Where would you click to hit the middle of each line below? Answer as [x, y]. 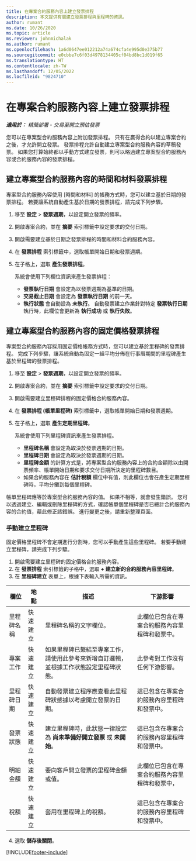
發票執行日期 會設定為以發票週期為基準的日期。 [80, 289]
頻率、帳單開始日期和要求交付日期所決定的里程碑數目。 [95, 470]
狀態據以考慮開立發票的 [83, 700]
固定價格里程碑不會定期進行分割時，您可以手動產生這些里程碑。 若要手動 [94, 542]
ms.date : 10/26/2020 [31, 28]
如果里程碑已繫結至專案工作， [86, 649]
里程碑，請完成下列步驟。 [42, 549]
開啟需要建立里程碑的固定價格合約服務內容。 [68, 562]
